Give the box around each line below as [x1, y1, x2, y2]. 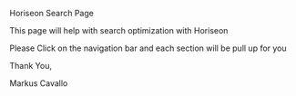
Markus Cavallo [9, 78, 68, 89]
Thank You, [9, 61, 53, 71]
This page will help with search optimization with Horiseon [9, 25, 229, 35]
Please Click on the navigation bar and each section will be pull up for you [9, 43, 287, 53]
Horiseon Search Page [9, 8, 94, 18]
